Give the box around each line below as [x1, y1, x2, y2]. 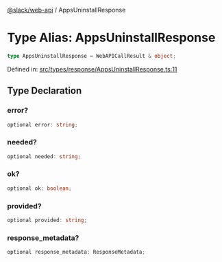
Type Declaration [7, 85, 82, 97]
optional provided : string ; [7, 217, 88, 224]
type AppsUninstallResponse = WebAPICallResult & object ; [7, 52, 176, 59]
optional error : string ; [7, 121, 78, 128]
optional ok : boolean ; [7, 185, 72, 192]
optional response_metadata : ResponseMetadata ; [7, 249, 146, 256]
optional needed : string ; [7, 153, 81, 160]
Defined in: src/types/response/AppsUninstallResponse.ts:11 [7, 65, 177, 73]
